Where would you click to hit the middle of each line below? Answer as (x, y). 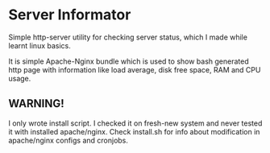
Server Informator (70, 15)
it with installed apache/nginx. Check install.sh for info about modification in (134, 131)
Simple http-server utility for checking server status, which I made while (128, 37)
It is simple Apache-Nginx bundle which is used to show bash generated (129, 61)
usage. (20, 78)
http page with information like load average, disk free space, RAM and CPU (135, 69)
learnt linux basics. (39, 45)
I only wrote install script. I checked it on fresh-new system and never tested (135, 123)
